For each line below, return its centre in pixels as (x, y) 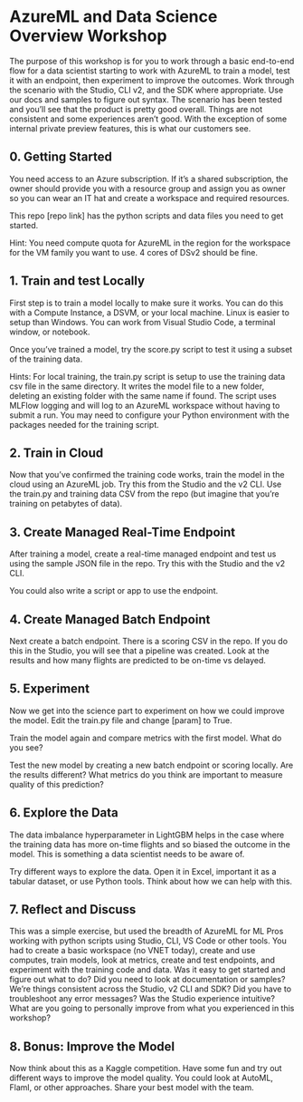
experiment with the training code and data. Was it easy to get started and (147, 970)
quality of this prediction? (57, 784)
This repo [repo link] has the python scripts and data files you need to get (147, 216)
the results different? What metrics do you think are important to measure (146, 774)
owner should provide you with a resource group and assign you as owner (148, 188)
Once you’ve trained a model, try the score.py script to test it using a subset (151, 349)
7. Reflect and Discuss (73, 909)
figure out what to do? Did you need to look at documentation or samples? (147, 980)
